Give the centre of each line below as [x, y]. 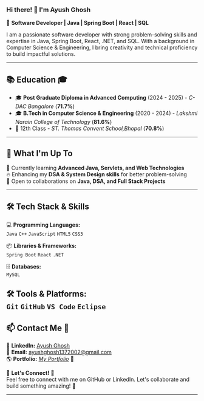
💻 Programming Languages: [43, 225]
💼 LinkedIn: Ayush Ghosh [38, 345]
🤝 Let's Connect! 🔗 [30, 372]
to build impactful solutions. [41, 54]
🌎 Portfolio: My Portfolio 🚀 [40, 358]
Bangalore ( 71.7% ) [51, 106]
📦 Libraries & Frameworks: [42, 245]
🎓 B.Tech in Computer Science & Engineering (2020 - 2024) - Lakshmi [106, 113]
